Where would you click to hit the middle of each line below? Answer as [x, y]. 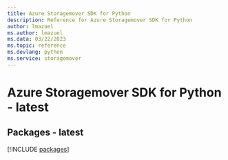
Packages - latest [45, 133]
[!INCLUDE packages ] [38, 149]
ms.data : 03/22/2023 [37, 39]
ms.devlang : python [35, 52]
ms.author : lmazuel [35, 33]
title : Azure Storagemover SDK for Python [69, 13]
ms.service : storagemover [44, 59]
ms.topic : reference [37, 46]
